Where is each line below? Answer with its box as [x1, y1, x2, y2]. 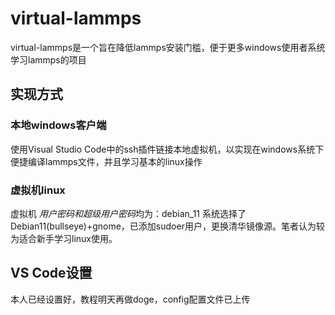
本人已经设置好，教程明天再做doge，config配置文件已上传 [10, 293, 251, 305]
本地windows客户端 [10, 118, 107, 132]
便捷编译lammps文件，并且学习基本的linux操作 [10, 155, 203, 167]
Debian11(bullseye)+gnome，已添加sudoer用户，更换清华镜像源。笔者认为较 [10, 220, 325, 232]
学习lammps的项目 [10, 53, 87, 66]
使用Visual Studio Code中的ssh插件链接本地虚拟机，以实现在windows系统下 [10, 143, 325, 155]
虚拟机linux [10, 183, 66, 197]
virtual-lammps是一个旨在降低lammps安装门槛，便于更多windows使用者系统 [10, 41, 326, 53]
